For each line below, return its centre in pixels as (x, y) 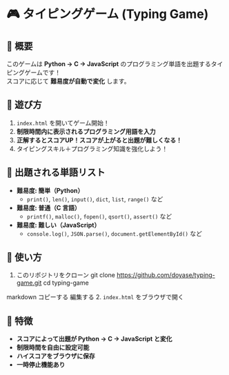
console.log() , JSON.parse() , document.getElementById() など (114, 233)
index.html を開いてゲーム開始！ (63, 123)
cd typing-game (66, 283)
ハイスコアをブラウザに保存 (56, 356)
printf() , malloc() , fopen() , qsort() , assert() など (99, 216)
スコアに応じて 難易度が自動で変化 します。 (68, 81)
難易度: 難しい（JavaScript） (58, 225)
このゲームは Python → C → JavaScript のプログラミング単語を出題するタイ (115, 64)
